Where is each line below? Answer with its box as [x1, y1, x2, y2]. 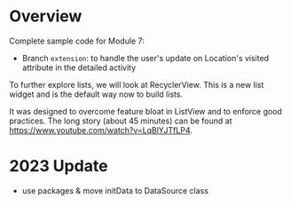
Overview [9, 6, 83, 27]
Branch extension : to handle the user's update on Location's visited [21, 52, 269, 63]
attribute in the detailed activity [21, 62, 137, 73]
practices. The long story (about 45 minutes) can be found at [9, 115, 232, 126]
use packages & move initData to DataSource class [21, 185, 208, 196]
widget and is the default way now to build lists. [9, 89, 184, 99]
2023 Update [9, 156, 108, 177]
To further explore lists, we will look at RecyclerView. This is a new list [9, 79, 264, 90]
